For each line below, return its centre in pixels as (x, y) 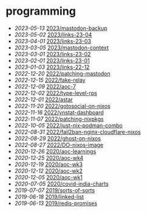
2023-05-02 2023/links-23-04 (53, 34)
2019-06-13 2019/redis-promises (56, 203)
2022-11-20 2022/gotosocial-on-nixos (62, 106)
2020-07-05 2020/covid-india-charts (61, 184)
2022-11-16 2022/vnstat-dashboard (59, 112)
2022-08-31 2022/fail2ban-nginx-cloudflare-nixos (77, 132)
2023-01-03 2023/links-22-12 (52, 67)
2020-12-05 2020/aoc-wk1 (49, 177)
